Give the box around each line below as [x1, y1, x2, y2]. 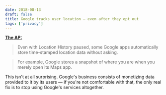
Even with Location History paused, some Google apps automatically [17, 44, 159, 50]
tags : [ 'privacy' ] [5, 21, 43, 26]
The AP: [5, 35, 22, 41]
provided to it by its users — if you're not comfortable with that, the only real [5, 79, 162, 85]
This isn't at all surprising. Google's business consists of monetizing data [5, 74, 155, 80]
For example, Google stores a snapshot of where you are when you [17, 59, 155, 65]
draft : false [5, 12, 32, 17]
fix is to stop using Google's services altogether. [5, 85, 104, 91]
